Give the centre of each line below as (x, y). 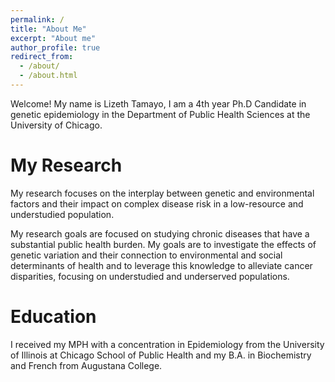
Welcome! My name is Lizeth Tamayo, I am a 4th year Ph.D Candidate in (158, 103)
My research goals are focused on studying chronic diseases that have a (160, 233)
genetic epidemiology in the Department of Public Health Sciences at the (160, 114)
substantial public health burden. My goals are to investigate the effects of (163, 244)
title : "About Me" (48, 29)
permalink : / (37, 19)
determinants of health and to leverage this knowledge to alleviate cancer (161, 265)
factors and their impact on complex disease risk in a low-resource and (157, 203)
